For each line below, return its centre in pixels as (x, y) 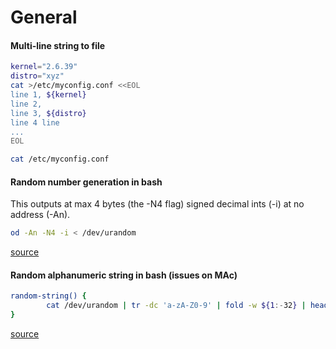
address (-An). (40, 215)
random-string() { (48, 296)
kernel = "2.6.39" (44, 67)
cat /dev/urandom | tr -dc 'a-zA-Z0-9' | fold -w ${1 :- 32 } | (176, 306)
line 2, (26, 104)
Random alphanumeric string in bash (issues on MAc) (124, 275)
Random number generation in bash (86, 182)
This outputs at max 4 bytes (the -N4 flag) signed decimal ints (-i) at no (157, 204)
